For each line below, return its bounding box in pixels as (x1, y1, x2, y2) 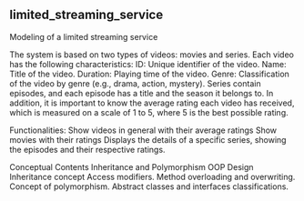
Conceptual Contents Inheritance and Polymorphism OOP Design (9, 161, 254, 172)
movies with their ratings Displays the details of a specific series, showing (9, 134, 287, 145)
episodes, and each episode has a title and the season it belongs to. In (9, 87, 274, 98)
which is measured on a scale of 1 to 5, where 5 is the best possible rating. (9, 106, 289, 117)
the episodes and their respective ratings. (9, 144, 166, 155)
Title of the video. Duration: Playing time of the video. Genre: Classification (9, 68, 289, 79)
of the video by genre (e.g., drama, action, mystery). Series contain (9, 77, 261, 89)
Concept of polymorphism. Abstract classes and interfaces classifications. (9, 181, 289, 192)
